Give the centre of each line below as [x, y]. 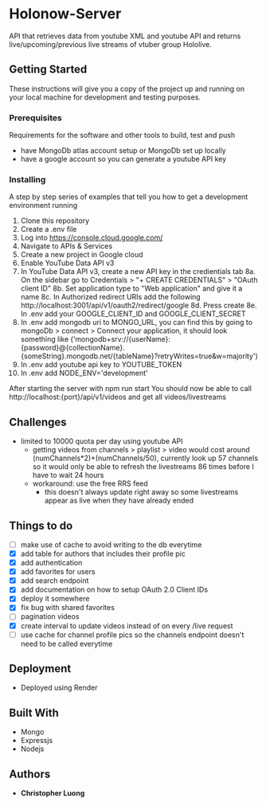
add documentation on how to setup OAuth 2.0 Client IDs [114, 589]
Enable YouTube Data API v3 [67, 263]
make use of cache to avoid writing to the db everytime [111, 544]
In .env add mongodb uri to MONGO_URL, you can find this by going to [137, 323]
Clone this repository [55, 221]
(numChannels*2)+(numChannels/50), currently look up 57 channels [145, 458]
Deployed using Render [59, 688]
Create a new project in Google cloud [82, 255]
